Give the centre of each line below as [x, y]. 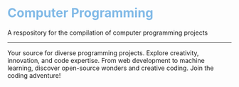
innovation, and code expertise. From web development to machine [106, 60]
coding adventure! [34, 75]
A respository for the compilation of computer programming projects [108, 33]
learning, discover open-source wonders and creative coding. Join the [111, 68]
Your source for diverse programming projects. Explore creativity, [103, 53]
